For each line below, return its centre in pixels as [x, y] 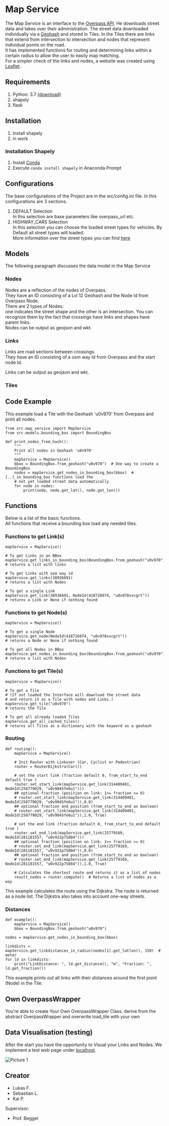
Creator [18, 1076]
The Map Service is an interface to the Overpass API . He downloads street [82, 23]
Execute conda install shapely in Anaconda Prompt [67, 168]
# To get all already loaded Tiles [43, 717]
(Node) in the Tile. [24, 983]
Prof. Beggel [25, 1118]
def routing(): [21, 749]
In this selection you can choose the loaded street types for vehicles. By [87, 227]
